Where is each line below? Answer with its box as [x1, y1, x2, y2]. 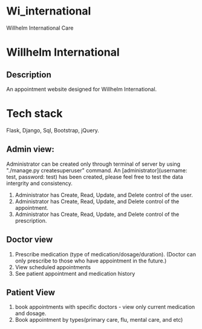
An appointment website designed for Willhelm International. [6, 85, 157, 93]
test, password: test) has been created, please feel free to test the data [6, 173, 183, 180]
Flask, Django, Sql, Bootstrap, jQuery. [6, 126, 100, 134]
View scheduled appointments [15, 263, 91, 270]
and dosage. [15, 310, 47, 317]
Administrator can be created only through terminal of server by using [6, 160, 180, 168]
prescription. [15, 217, 47, 224]
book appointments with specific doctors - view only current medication [15, 304, 195, 311]
